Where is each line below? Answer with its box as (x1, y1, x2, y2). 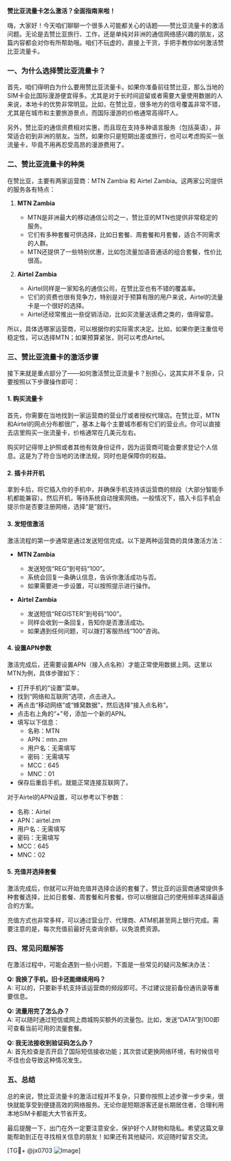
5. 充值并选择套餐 (7, 868, 56, 876)
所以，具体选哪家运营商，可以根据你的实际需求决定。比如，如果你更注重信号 (7, 324, 224, 333)
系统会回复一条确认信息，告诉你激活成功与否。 (27, 573, 160, 581)
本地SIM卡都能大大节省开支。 (7, 1109, 91, 1118)
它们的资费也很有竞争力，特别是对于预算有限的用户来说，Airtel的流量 (27, 293, 223, 301)
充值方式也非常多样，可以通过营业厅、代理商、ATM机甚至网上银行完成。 (7, 916, 213, 924)
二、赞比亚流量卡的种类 (7, 160, 85, 169)
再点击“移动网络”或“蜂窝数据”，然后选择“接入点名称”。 (16, 700, 172, 709)
